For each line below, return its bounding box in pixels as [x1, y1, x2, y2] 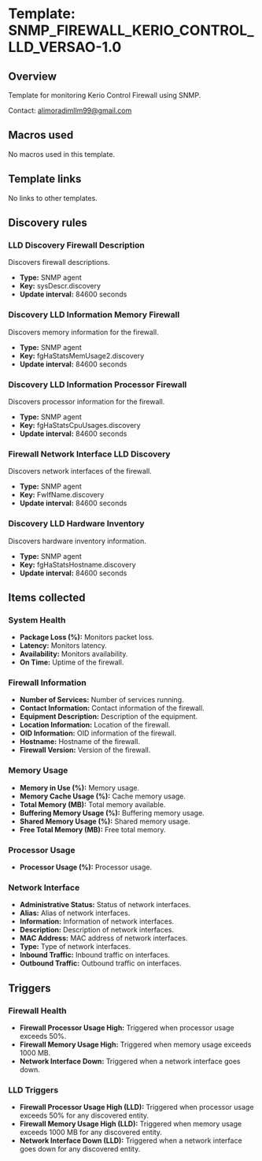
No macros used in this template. [8, 149, 116, 158]
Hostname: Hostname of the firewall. [19, 737, 140, 746]
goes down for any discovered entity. [19, 1144, 141, 1154]
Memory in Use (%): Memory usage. [19, 783, 140, 792]
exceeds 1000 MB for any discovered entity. [19, 1128, 163, 1137]
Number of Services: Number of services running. [19, 695, 184, 705]
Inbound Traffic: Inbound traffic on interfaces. [19, 951, 171, 960]
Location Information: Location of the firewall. [19, 720, 171, 730]
